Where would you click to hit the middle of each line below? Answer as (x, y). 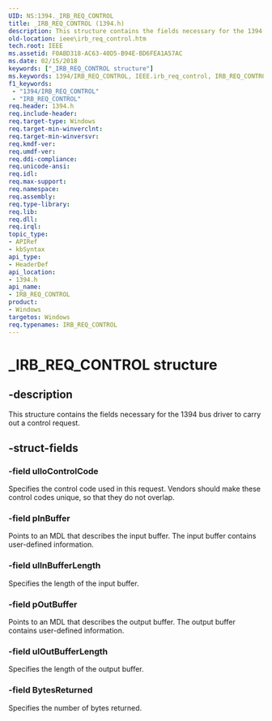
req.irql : (25, 227)
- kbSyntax (27, 250)
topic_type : (28, 235)
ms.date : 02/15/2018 (43, 62)
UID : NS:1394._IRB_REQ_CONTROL (61, 16)
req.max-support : (38, 182)
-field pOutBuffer (43, 604)
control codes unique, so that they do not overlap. (92, 497)
